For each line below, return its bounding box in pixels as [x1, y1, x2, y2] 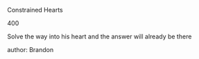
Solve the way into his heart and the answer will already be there [7, 32, 192, 40]
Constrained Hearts [7, 6, 64, 14]
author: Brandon [7, 46, 54, 54]
